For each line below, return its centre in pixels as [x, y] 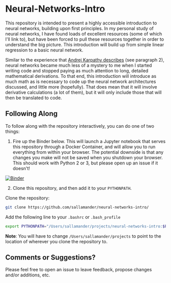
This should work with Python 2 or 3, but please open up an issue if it [85, 163]
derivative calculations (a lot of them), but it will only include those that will [83, 92]
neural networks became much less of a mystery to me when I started [79, 65]
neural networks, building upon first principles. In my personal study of [79, 28]
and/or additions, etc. [28, 275]
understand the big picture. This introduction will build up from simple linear [85, 44]
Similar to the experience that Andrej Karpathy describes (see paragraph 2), [85, 60]
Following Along [32, 114]
